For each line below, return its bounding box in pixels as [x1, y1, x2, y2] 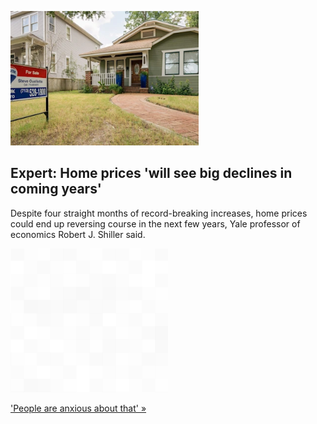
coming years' [10, 181, 102, 198]
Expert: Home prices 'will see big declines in [10, 165, 293, 182]
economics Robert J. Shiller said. [10, 228, 146, 240]
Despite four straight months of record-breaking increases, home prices [10, 207, 308, 219]
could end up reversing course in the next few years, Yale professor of [10, 217, 301, 230]
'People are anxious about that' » [10, 402, 147, 414]
